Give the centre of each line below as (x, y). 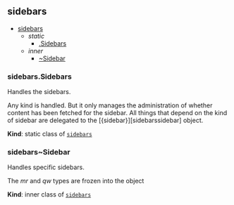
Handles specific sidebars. (46, 167)
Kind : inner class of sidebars (49, 194)
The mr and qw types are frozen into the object (76, 181)
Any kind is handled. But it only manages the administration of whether (110, 105)
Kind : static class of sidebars (50, 134)
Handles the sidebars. (39, 92)
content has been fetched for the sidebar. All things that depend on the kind (117, 113)
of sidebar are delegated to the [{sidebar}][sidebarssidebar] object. (105, 120)
